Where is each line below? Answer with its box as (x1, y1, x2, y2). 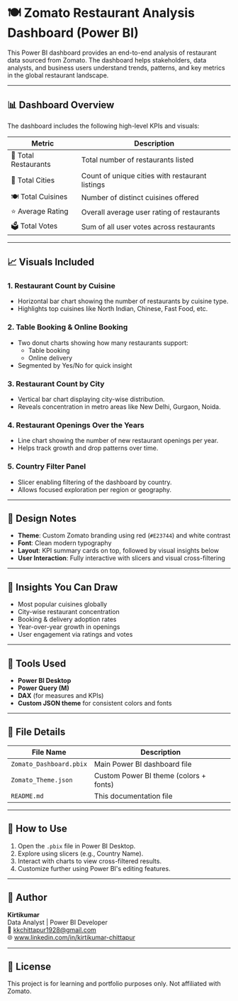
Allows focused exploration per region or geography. (17, 485, 172, 493)
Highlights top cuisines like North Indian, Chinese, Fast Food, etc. (17, 305, 208, 313)
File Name (31, 747, 67, 757)
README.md (11, 792, 44, 800)
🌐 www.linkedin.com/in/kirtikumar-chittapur (7, 933, 136, 941)
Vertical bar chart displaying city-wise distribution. (17, 395, 165, 404)
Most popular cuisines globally (17, 600, 108, 608)
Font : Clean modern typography (17, 539, 112, 547)
